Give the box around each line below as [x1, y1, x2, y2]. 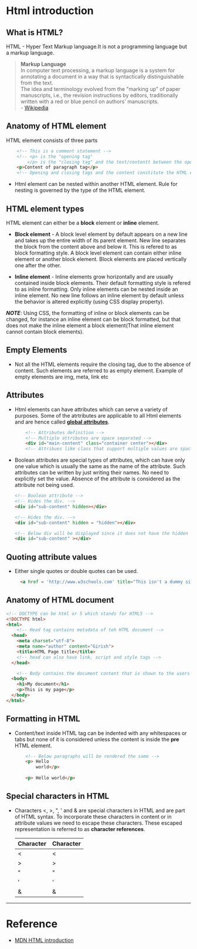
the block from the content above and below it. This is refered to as [14, 243, 177, 250]
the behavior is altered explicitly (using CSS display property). [14, 298, 164, 305]
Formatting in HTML [6, 714, 80, 724]
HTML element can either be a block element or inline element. [6, 219, 159, 226]
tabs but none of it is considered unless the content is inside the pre [14, 736, 179, 743]
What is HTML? [6, 28, 63, 38]
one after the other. [14, 262, 62, 269]
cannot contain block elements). [6, 328, 84, 335]
